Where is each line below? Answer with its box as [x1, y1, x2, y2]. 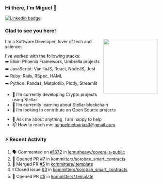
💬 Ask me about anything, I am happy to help [12, 116, 102, 122]
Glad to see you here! [5, 28, 56, 34]
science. [5, 44, 22, 49]
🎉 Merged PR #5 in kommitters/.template [12, 161, 93, 167]
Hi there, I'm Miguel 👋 [5, 4, 57, 11]
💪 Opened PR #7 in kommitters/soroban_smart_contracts [12, 156, 126, 162]
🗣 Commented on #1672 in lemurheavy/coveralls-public [12, 149, 125, 154]
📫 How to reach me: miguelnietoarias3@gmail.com [12, 122, 115, 127]
